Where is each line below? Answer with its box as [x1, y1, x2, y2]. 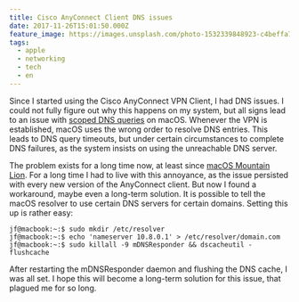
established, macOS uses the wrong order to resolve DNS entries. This [9, 124, 269, 135]
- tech [17, 63, 42, 72]
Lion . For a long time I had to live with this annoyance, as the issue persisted [9, 169, 289, 180]
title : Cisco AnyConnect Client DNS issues [9, 12, 174, 22]
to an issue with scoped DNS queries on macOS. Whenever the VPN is [9, 114, 268, 125]
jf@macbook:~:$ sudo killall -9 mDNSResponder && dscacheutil [9, 240, 245, 249]
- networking [17, 54, 66, 63]
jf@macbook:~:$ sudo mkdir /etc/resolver [9, 224, 166, 233]
